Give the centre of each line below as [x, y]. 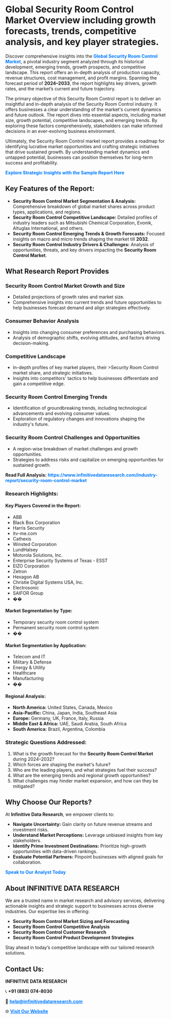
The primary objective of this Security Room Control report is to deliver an [83, 99]
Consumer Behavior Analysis [42, 321]
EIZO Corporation [31, 566]
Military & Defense [32, 662]
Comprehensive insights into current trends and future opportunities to [87, 302]
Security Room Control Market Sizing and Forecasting [71, 921]
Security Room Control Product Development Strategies [73, 938]
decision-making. [31, 343]
